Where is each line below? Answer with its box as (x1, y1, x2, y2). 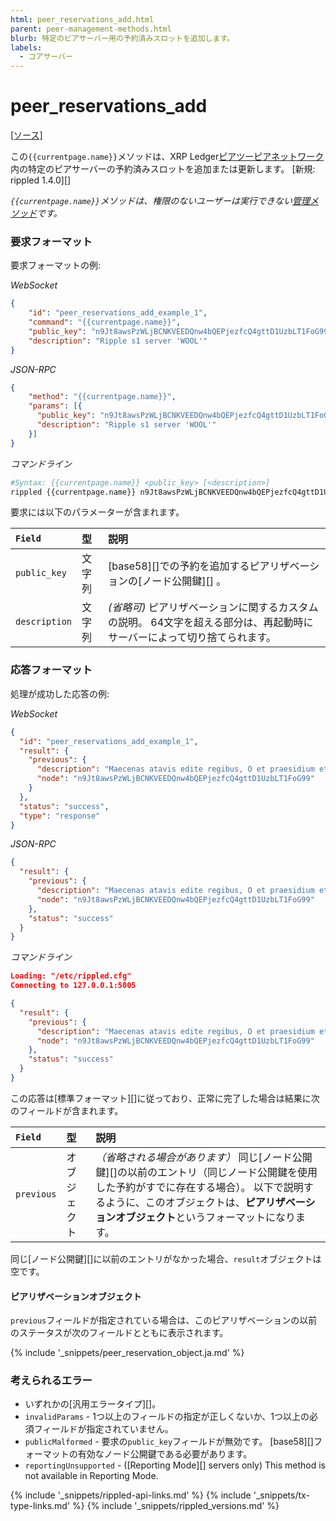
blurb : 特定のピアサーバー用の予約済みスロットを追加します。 (10, 33, 235, 43)
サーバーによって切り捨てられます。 (108, 631, 277, 645)
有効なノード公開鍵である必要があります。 (77, 1448, 253, 1460)
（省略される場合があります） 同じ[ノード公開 (95, 1150, 313, 1164)
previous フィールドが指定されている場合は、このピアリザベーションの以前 (10, 1314, 318, 1326)
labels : (10, 42, 43, 53)
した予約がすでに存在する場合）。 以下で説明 (95, 1180, 304, 1194)
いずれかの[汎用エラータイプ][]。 (24, 1398, 162, 1410)
